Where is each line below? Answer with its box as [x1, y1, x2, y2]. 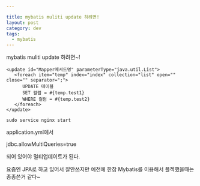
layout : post [6, 19, 39, 26]
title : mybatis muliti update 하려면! [6, 14, 100, 20]
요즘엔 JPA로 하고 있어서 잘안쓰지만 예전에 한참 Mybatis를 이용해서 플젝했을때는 [6, 166, 194, 173]
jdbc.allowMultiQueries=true [6, 140, 77, 148]
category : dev [6, 25, 42, 31]
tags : [6, 31, 20, 37]
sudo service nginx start [6, 118, 71, 124]
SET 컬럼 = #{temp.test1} [22, 90, 85, 96]
